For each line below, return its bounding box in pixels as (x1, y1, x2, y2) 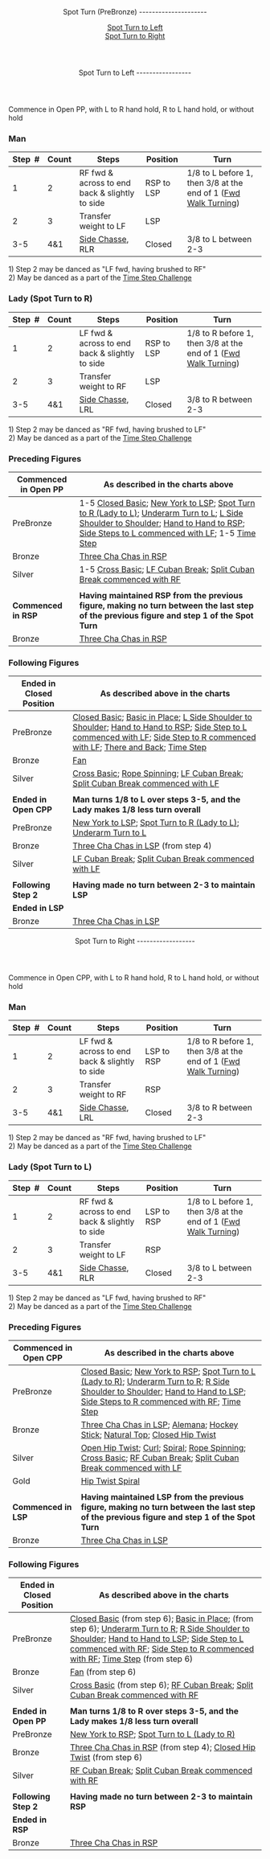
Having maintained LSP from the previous (80, 1492, 244, 1503)
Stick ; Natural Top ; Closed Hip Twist (80, 1430, 217, 1441)
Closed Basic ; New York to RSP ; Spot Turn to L (80, 1366, 256, 1377)
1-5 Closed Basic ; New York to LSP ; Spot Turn (79, 497, 256, 508)
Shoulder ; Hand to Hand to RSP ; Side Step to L (72, 722, 247, 733)
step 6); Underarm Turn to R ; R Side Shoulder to (69, 1623, 251, 1635)
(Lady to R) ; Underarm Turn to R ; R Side (80, 1376, 231, 1387)
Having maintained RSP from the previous (79, 589, 243, 601)
